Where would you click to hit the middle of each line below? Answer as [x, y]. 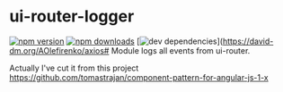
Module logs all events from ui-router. [181, 50]
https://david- [248, 41]
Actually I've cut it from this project [74, 68]
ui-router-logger [72, 17]
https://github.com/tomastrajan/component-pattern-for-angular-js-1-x [139, 77]
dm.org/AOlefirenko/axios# [59, 50]
